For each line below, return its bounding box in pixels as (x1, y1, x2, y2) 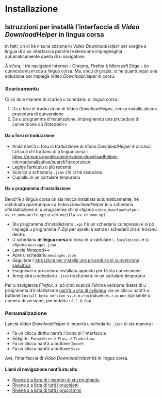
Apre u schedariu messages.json (12, 252, 76, 258)
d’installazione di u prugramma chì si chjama (5, 207, 94, 212)
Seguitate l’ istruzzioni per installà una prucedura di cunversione (12, 257, 140, 263)
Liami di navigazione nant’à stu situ (5, 366, 78, 372)
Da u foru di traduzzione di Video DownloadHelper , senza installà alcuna (12, 106, 157, 112)
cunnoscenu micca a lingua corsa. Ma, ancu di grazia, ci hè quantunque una (5, 68, 158, 74)
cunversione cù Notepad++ (12, 121, 67, 127)
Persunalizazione (5, 310, 47, 316)
